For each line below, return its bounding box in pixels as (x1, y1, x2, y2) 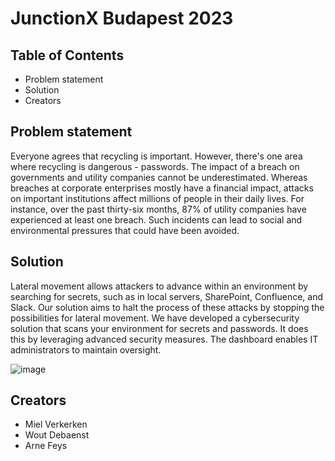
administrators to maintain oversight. (10, 343, 162, 356)
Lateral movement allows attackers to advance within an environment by (10, 280, 309, 292)
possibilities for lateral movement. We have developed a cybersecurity (10, 312, 300, 324)
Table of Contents (10, 47, 125, 64)
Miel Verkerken (24, 418, 88, 431)
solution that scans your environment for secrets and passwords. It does (10, 322, 309, 334)
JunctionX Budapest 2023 (10, 7, 234, 30)
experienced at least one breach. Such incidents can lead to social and (10, 213, 303, 226)
